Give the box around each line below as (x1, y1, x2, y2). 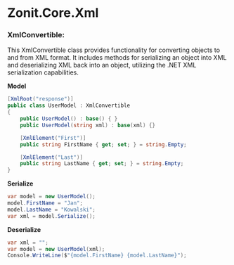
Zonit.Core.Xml (7, 5, 99, 21)
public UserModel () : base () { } (20, 115, 118, 122)
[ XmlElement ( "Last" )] (20, 153, 83, 161)
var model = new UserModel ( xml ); (7, 245, 105, 252)
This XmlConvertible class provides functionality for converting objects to (7, 46, 220, 54)
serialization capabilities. (7, 68, 79, 77)
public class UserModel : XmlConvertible (7, 102, 131, 110)
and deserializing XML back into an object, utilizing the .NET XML (7, 61, 197, 70)
